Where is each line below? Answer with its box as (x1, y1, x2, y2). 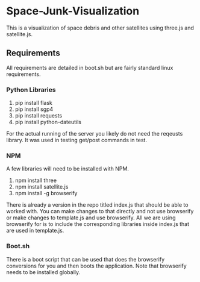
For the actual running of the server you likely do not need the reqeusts (6, 130, 183, 137)
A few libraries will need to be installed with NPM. (6, 165, 130, 172)
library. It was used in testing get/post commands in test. (6, 137, 148, 144)
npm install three (14, 177, 57, 184)
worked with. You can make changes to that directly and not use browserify (6, 208, 194, 215)
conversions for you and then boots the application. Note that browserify (6, 262, 187, 269)
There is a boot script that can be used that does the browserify (6, 255, 164, 263)
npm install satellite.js (14, 183, 69, 190)
